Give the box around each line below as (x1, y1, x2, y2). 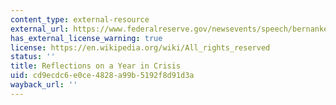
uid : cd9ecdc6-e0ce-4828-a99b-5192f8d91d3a (10, 71, 195, 81)
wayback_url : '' (10, 80, 78, 90)
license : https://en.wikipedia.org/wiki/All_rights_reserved (10, 42, 271, 53)
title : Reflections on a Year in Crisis (10, 61, 182, 71)
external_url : (10, 24, 70, 34)
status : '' (10, 52, 56, 62)
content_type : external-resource (10, 14, 150, 25)
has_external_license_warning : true (10, 33, 163, 43)
